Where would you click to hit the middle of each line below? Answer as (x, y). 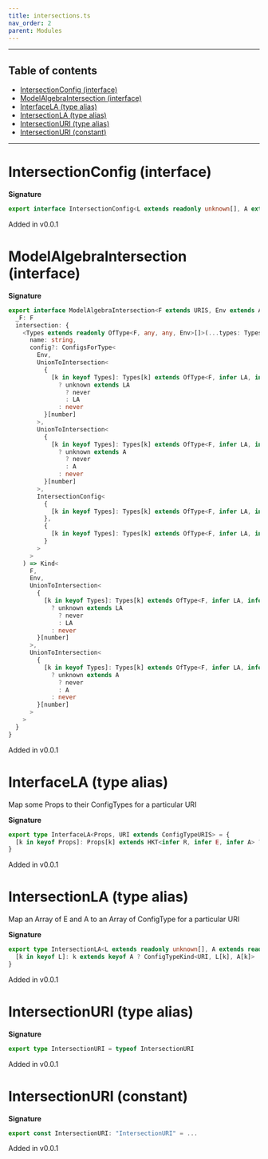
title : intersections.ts (49, 16)
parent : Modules (35, 30)
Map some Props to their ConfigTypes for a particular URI (102, 804)
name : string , (53, 340)
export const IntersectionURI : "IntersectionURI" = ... (103, 1133)
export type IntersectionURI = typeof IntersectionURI (101, 1049)
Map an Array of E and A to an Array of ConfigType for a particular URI (124, 919)
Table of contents (53, 70)
